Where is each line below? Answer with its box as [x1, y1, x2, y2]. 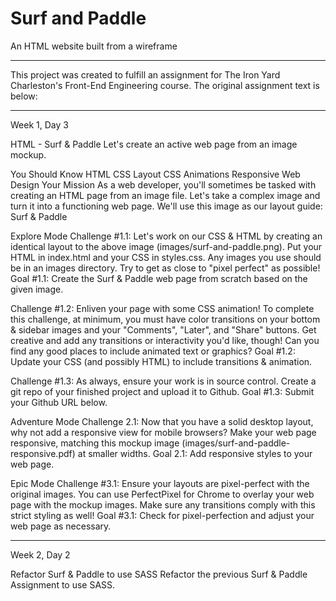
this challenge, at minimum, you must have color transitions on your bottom [10, 313, 321, 325]
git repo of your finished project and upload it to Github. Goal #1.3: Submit [10, 385, 315, 397]
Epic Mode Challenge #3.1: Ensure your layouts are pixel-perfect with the [10, 477, 310, 489]
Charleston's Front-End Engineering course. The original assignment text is [10, 79, 320, 91]
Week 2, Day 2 [10, 548, 71, 561]
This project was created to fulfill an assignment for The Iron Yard [10, 68, 281, 81]
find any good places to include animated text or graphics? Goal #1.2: [10, 345, 296, 357]
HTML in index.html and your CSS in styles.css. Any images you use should [10, 251, 322, 263]
